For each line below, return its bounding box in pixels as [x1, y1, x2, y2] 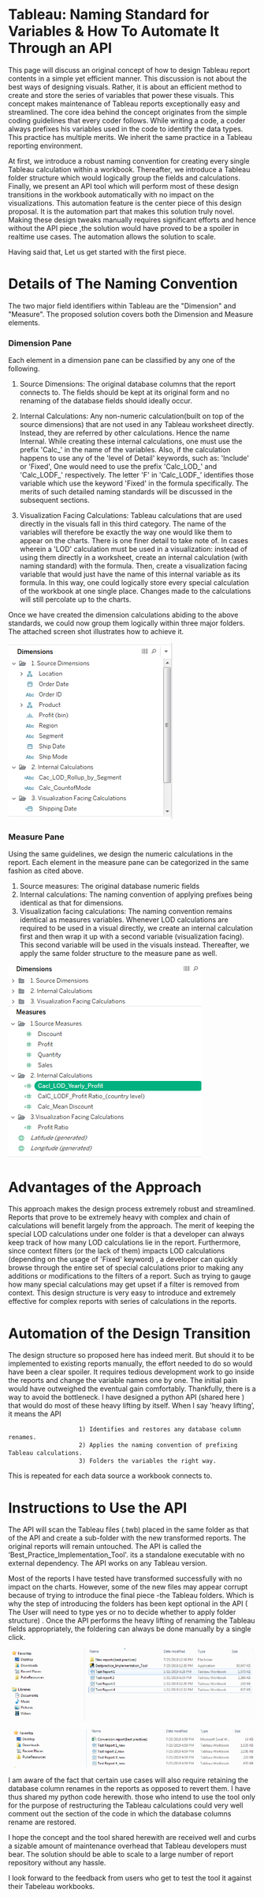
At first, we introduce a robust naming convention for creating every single [8, 156, 250, 165]
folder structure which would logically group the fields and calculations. [8, 172, 240, 183]
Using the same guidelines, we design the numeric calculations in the [8, 849, 233, 859]
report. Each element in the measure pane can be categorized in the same [8, 858, 250, 867]
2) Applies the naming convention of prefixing [78, 1442, 238, 1449]
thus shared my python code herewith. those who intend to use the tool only [8, 1792, 256, 1801]
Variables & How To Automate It [8, 22, 220, 40]
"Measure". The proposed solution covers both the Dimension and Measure [8, 309, 254, 319]
